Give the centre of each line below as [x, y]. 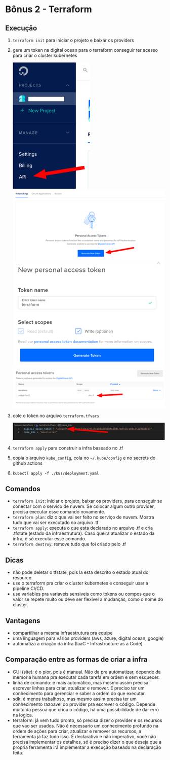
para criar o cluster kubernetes [45, 55]
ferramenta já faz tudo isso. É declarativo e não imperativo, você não [84, 736]
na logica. [23, 715]
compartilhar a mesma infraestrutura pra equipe [62, 633]
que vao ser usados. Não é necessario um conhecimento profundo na [85, 726]
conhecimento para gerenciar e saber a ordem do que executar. [79, 693]
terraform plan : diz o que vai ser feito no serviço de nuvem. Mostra [83, 517]
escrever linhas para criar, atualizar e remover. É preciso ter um [78, 688]
